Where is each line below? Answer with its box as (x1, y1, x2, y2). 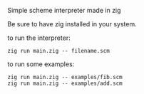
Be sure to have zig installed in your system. (7, 20, 137, 28)
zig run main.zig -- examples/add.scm (7, 80, 123, 87)
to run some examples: (7, 60, 75, 68)
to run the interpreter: (7, 33, 71, 42)
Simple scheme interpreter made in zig (7, 6, 121, 14)
